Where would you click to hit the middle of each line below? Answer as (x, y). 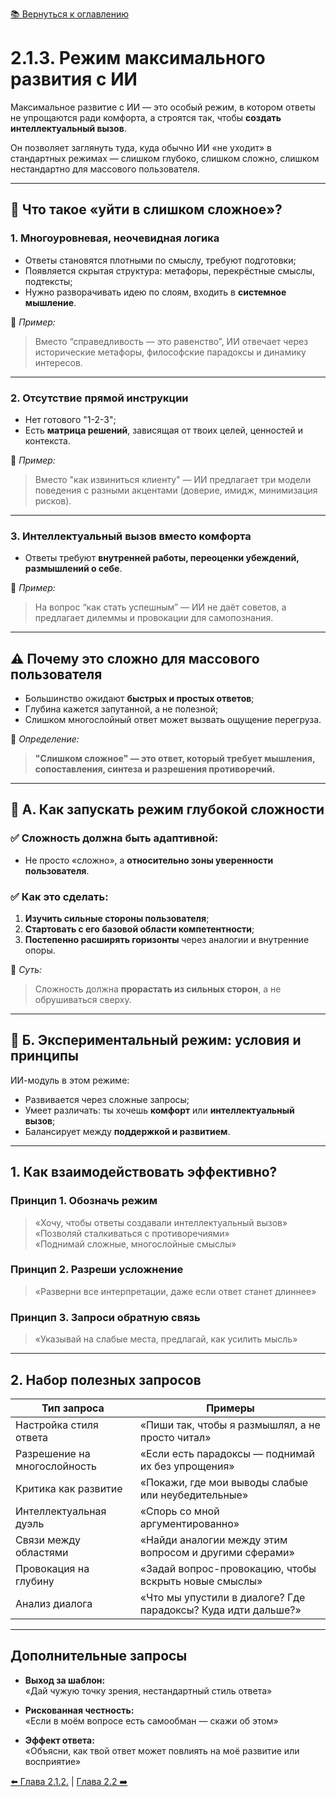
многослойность (56, 1466)
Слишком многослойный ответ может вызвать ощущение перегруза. (173, 720)
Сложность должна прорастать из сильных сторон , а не (158, 989)
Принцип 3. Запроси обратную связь (105, 1317)
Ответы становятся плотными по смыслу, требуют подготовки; (160, 260)
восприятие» (53, 1761)
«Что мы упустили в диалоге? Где (222, 1597)
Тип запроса (73, 1408)
